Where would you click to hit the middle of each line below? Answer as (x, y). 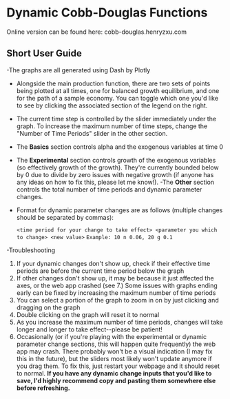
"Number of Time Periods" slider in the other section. (92, 133)
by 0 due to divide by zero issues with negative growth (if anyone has (115, 174)
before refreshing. (43, 388)
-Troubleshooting (31, 250)
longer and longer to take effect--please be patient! (89, 329)
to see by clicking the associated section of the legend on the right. (112, 105)
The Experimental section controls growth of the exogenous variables (116, 160)
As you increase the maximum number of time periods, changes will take (119, 322)
